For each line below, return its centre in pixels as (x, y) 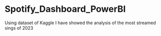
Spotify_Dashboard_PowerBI (65, 9)
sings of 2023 (19, 28)
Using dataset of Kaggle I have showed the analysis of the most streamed (80, 23)
